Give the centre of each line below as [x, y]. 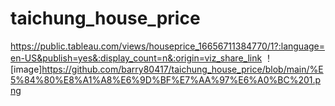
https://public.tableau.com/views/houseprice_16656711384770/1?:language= [168, 46]
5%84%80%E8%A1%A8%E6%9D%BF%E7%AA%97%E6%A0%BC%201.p [166, 79]
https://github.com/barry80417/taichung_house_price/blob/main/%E [182, 69]
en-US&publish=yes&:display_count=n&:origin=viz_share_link [136, 58]
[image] [26, 69]
